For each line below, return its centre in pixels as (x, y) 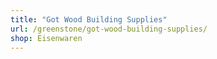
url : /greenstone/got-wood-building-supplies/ (109, 29)
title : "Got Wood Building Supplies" (89, 19)
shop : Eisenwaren (46, 38)
